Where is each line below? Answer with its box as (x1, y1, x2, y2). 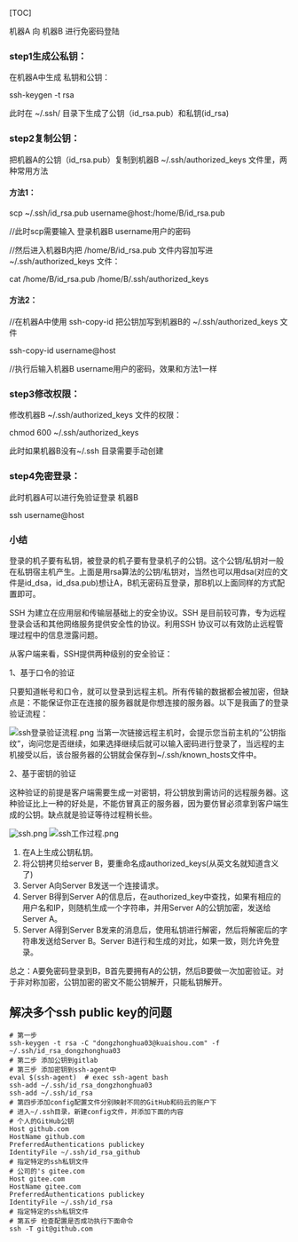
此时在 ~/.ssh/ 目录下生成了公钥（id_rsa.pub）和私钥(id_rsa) (9, 108, 230, 119)
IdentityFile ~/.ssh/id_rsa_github (9, 1148, 141, 1157)
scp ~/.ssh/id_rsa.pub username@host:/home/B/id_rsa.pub (9, 208, 225, 218)
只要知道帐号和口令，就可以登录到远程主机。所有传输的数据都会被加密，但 (9, 686, 281, 696)
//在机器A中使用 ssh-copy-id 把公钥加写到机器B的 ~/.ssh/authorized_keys (9, 317, 278, 326)
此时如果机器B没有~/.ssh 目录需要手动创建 (9, 445, 164, 456)
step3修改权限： (9, 388, 81, 400)
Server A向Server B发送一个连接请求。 (21, 880, 164, 891)
